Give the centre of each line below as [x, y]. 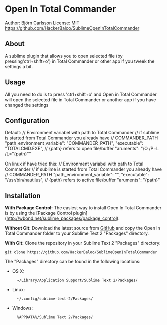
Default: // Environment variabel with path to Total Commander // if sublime [82, 133]
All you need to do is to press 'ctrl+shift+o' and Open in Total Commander [81, 94]
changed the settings [27, 105]
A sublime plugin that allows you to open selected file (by [64, 56]
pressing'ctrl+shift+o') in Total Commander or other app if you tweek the [80, 61]
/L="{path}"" [18, 154]
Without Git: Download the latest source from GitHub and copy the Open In [83, 228]
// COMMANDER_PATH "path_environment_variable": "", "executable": [77, 175]
